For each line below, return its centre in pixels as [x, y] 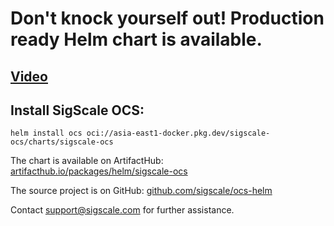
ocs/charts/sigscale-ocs [62, 142]
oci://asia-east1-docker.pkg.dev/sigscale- [178, 133]
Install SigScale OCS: [77, 110]
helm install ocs [46, 133]
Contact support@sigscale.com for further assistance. [122, 210]
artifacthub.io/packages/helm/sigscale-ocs [99, 171]
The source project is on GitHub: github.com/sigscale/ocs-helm [141, 191]
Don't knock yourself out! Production [167, 18]
